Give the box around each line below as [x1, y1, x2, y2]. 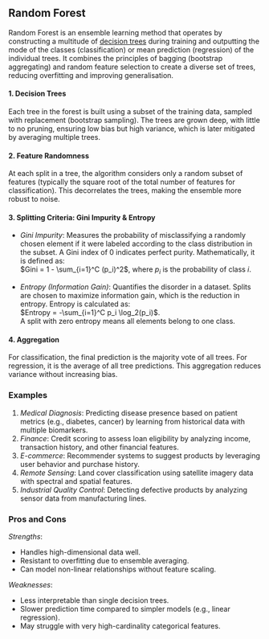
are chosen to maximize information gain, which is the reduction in [19, 291, 240, 301]
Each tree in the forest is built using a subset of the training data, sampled [8, 107, 253, 117]
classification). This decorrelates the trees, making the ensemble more [8, 186, 243, 195]
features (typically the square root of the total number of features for [8, 177, 235, 187]
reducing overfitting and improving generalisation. [8, 70, 174, 80]
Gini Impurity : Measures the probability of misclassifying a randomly [19, 231, 247, 240]
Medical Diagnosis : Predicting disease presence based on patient [19, 408, 238, 417]
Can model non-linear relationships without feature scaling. [19, 564, 217, 574]
